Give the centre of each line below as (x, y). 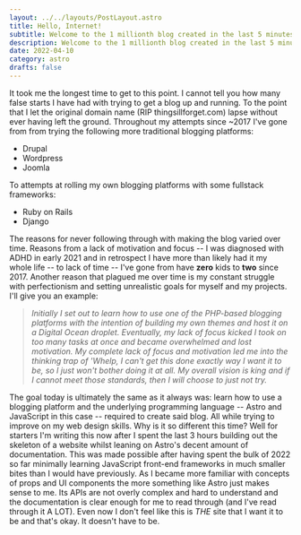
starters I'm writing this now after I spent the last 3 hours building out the (143, 435)
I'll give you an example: (54, 296)
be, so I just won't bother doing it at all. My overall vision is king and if (160, 370)
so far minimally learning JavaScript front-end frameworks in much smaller (147, 463)
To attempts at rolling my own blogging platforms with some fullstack (137, 185)
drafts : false (36, 68)
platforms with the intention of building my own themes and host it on (159, 323)
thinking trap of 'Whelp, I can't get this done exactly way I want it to (156, 360)
